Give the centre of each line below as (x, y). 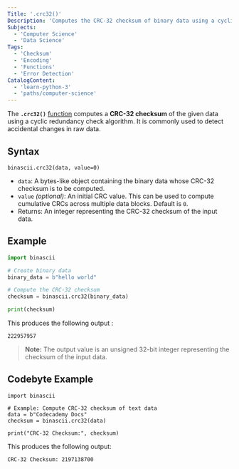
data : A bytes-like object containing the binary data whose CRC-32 (116, 181)
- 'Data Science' (39, 41)
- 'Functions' (34, 67)
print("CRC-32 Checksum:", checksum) (63, 433)
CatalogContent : (31, 80)
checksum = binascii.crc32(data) (57, 421)
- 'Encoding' (33, 61)
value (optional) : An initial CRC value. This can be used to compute (116, 196)
